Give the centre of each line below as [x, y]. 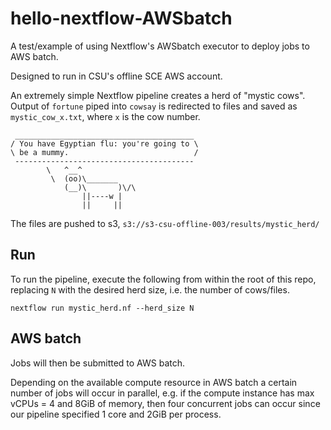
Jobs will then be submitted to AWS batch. [98, 363]
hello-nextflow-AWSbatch [121, 18]
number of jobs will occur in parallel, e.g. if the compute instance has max [162, 393]
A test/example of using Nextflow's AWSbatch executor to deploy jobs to [160, 46]
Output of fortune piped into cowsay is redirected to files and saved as [154, 106]
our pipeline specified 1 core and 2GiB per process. [116, 414]
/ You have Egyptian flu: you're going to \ [104, 143]
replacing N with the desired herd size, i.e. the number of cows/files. [150, 289]
